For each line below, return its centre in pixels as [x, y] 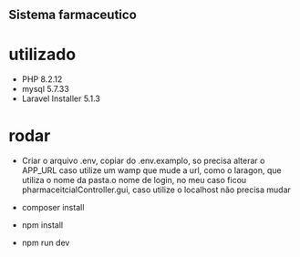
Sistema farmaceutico [73, 15]
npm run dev [46, 243]
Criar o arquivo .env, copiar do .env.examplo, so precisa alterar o [143, 161]
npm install [42, 225]
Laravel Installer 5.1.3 [61, 98]
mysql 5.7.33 [45, 89]
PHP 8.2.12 [42, 79]
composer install [53, 208]
